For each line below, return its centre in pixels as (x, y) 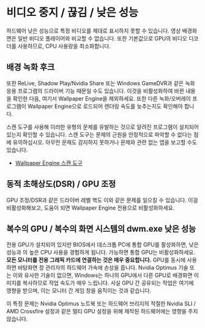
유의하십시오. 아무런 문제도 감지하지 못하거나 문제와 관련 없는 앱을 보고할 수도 (105, 142)
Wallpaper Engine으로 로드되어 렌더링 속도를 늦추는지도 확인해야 (105, 106)
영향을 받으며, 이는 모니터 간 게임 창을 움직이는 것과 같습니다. (79, 291)
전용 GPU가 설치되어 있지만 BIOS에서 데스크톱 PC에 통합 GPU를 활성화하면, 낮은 (102, 245)
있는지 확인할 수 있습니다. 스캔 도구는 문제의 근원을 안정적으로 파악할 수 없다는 (99, 134)
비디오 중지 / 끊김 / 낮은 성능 (73, 13)
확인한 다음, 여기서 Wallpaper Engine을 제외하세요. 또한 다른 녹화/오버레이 (102, 98)
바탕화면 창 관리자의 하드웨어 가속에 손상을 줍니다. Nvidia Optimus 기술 (103, 268)
